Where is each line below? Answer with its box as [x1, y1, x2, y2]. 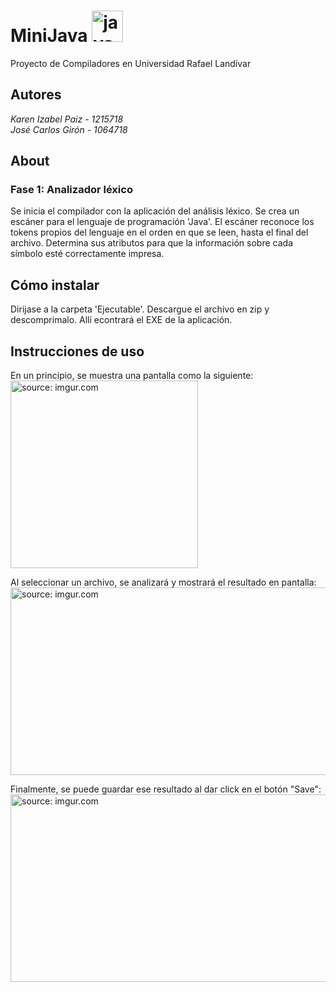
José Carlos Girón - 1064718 [10, 123, 128, 135]
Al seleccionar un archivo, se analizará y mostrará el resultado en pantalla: [10, 576, 317, 589]
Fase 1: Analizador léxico [10, 183, 133, 197]
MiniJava [10, 25, 88, 47]
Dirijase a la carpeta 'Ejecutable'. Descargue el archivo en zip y [10, 303, 270, 315]
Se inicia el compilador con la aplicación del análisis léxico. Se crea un [10, 205, 300, 217]
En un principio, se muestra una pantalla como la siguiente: [10, 370, 254, 382]
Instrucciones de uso [10, 343, 145, 360]
